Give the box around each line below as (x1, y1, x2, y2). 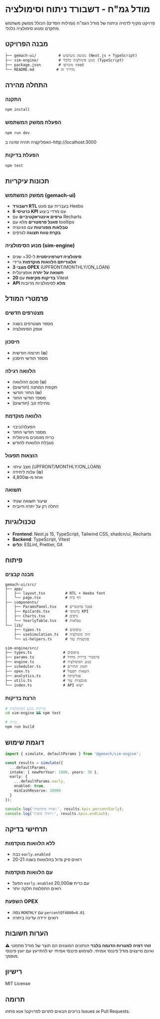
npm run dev (5, 130, 30, 135)
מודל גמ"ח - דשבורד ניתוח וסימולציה (5, 3, 151, 15)
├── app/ (5, 587, 23, 592)
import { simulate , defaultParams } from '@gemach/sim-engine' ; (5, 751, 141, 756)
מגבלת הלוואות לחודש (12, 440, 54, 446)
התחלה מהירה (5, 81, 48, 89)
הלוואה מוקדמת (5, 412, 42, 419)
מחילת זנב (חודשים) (12, 400, 50, 406)
